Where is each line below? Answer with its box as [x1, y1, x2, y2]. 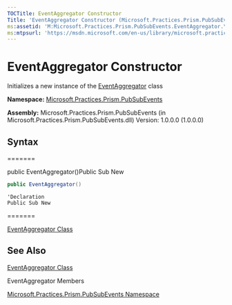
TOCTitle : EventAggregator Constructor [7, 10, 122, 17]
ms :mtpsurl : [7, 29, 41, 37]
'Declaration [7, 193, 45, 200]
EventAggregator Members [7, 277, 85, 285]
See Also [7, 245, 46, 257]
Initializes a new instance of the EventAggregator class [7, 82, 164, 90]
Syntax [7, 136, 39, 148]
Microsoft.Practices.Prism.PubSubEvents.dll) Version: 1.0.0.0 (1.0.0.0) [7, 116, 204, 124]
